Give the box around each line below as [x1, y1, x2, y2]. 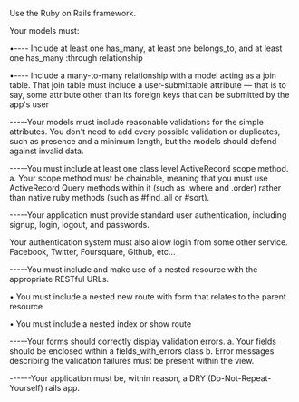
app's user [9, 99, 50, 110]
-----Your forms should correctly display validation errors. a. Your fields [9, 336, 276, 347]
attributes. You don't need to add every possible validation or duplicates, [9, 126, 281, 137]
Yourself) [9, 383, 43, 393]
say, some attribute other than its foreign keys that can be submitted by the [9, 90, 290, 100]
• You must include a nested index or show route [9, 319, 192, 329]
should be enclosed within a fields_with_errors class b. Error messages [9, 346, 275, 357]
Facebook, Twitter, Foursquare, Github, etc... [9, 247, 176, 257]
